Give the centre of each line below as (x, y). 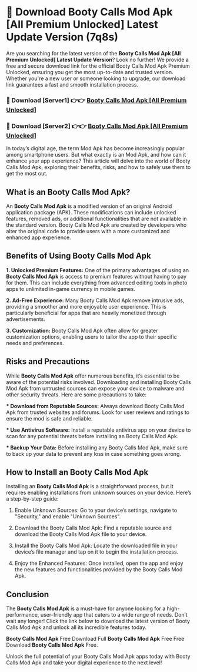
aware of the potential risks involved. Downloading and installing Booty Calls (98, 382)
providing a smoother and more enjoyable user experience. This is (86, 306)
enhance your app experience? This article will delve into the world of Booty (98, 161)
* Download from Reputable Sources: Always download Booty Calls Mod (95, 406)
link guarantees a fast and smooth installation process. (72, 84)
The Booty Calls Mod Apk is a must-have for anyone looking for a (86, 608)
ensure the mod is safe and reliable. (49, 418)
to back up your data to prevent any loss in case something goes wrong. (94, 453)
